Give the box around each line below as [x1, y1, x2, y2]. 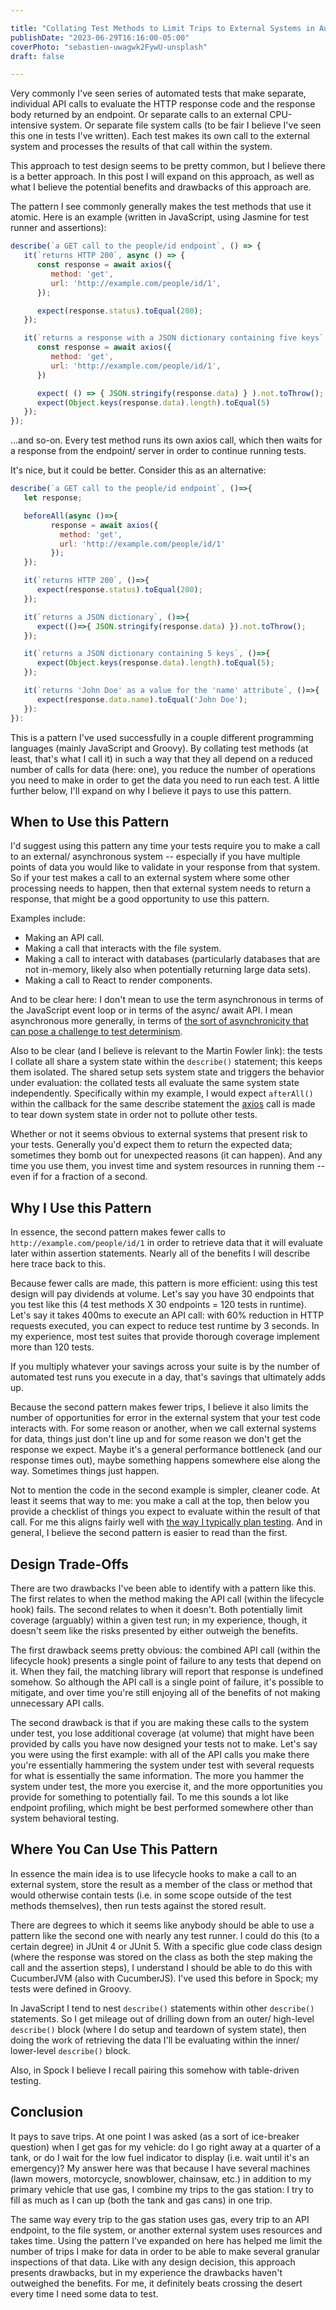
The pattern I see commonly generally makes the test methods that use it [10, 201, 312, 213]
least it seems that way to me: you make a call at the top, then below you [10, 1495, 310, 1507]
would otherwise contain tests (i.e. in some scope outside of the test [10, 1889, 292, 1901]
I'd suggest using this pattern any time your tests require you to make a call [10, 840, 321, 852]
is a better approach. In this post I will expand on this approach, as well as [10, 171, 315, 183]
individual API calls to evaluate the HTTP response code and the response [10, 98, 316, 110]
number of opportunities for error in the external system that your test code [10, 1412, 322, 1424]
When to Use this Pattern [10, 813, 170, 830]
